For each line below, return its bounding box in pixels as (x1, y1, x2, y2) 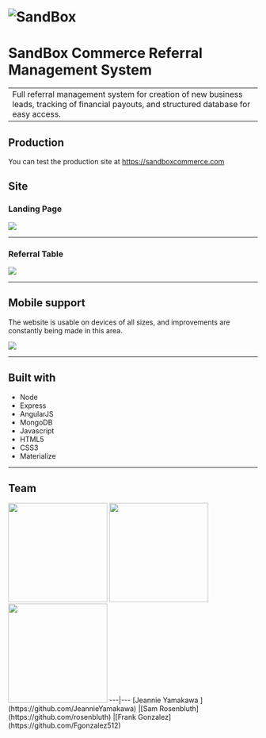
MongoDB (19, 417, 53, 427)
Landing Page (8, 203, 63, 214)
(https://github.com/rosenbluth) (8, 713, 112, 722)
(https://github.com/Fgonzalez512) (8, 721, 121, 730)
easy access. (12, 109, 61, 120)
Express (19, 401, 47, 410)
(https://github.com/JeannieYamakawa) (8, 704, 137, 713)
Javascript (19, 425, 55, 436)
